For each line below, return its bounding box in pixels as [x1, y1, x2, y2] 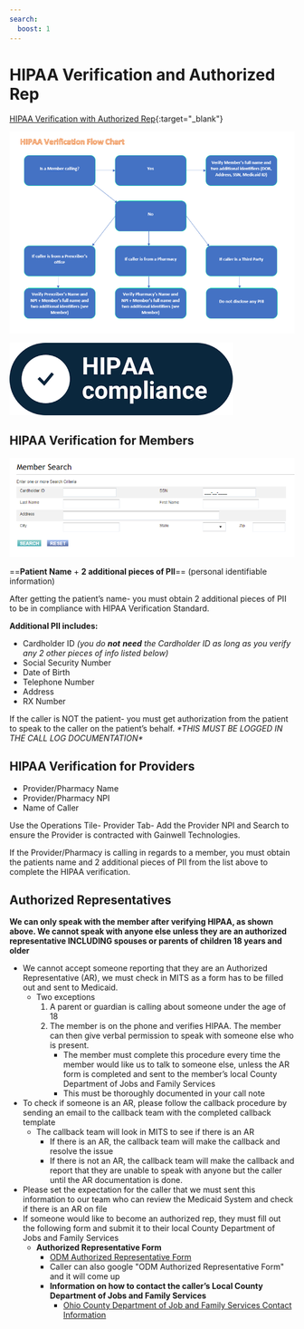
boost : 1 [17, 24, 51, 34]
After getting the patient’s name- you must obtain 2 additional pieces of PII [9, 593, 287, 604]
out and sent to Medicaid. [22, 982, 119, 993]
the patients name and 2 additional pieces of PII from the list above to [9, 857, 269, 868]
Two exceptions [35, 992, 96, 1003]
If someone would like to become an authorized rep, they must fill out [22, 1213, 281, 1224]
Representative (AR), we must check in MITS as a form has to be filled [22, 973, 284, 984]
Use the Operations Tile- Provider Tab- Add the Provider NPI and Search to [9, 820, 290, 830]
